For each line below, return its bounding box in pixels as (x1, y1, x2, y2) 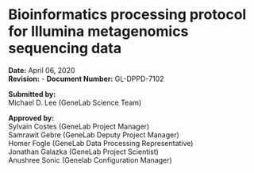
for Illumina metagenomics (8, 22, 189, 40)
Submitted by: (8, 89, 56, 98)
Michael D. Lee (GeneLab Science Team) (8, 98, 142, 107)
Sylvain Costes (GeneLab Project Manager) (8, 121, 150, 131)
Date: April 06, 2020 (8, 65, 75, 75)
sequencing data (8, 40, 121, 57)
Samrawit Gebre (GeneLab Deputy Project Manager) (8, 129, 180, 140)
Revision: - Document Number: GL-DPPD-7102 (8, 74, 164, 83)
